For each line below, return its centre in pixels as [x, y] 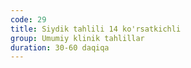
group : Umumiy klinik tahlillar [77, 38]
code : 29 [28, 19]
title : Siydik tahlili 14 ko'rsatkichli [96, 29]
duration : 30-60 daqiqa [60, 47]
